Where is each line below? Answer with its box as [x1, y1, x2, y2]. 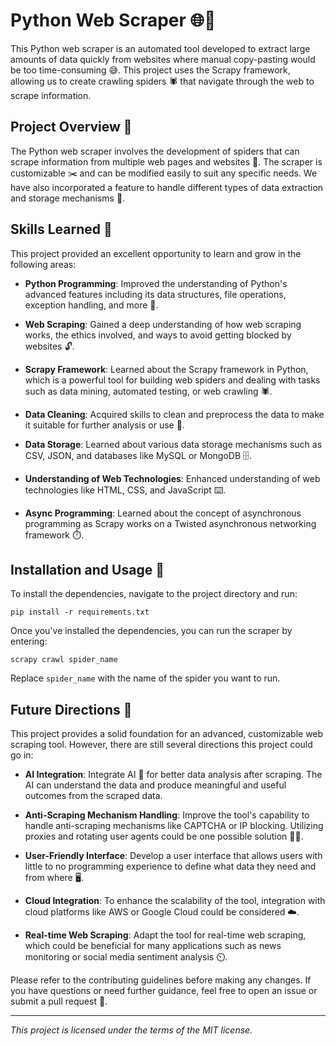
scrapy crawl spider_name [10, 655, 118, 665]
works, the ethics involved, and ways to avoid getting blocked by [24, 329, 292, 341]
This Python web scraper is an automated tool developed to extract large [10, 42, 311, 54]
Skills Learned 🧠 [10, 221, 113, 238]
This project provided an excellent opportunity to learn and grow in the [10, 247, 302, 259]
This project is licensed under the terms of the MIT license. [10, 1024, 253, 1036]
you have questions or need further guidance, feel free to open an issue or [10, 985, 318, 997]
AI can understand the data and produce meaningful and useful [24, 779, 287, 791]
